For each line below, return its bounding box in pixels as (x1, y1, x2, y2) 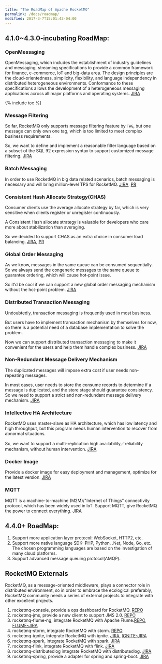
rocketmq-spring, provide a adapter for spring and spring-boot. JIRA (12, 653, 149, 660)
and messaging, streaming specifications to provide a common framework (5, 65, 153, 71)
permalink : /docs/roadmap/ (5, 12, 59, 16)
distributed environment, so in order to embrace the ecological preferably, (5, 587, 152, 593)
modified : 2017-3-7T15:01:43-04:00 (5, 16, 77, 21)
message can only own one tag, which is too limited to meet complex (5, 128, 143, 134)
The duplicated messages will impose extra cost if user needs (5, 367, 129, 373)
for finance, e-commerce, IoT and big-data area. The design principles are (5, 70, 153, 76)
